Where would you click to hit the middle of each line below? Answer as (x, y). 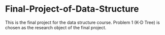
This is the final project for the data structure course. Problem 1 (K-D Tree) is (82, 22)
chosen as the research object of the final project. (56, 27)
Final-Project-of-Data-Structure (72, 9)
